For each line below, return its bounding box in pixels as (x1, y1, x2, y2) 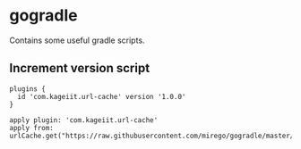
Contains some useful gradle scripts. (9, 35, 145, 46)
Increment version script (9, 61, 150, 76)
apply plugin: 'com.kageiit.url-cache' (9, 115, 159, 125)
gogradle (9, 5, 78, 26)
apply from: (9, 123, 54, 132)
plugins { (9, 84, 47, 94)
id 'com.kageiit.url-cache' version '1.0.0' (17, 92, 186, 101)
